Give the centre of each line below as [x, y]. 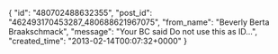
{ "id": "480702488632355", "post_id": [81, 13]
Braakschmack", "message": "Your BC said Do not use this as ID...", [133, 31]
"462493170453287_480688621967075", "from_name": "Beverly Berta [139, 22]
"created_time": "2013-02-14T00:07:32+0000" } [98, 41]
